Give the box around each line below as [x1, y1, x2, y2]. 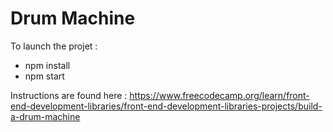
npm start [24, 70, 65, 82]
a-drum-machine [10, 110, 81, 122]
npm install [24, 59, 71, 71]
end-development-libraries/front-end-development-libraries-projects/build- [10, 100, 323, 112]
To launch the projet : [10, 40, 98, 52]
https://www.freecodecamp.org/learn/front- [129, 89, 310, 101]
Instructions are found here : [10, 89, 128, 101]
